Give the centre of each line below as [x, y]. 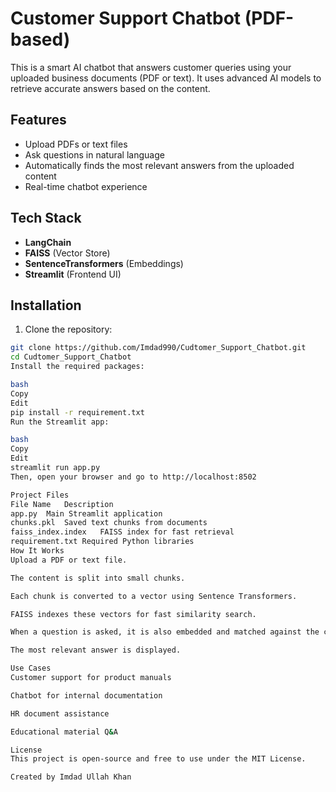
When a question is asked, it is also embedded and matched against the [165, 632]
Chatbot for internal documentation [86, 695]
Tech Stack [46, 218]
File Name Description [62, 504]
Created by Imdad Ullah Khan [71, 777]
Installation [46, 305]
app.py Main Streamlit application [86, 513]
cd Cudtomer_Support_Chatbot [71, 357]
